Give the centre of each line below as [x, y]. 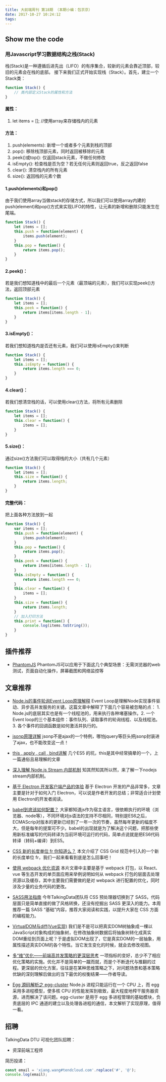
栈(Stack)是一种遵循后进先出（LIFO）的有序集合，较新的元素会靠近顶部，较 [83, 66]
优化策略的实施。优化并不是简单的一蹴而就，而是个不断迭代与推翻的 [82, 961]
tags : [11, 19]
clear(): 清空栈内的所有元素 [40, 170]
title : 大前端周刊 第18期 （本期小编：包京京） [49, 10]
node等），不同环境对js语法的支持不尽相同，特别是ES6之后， [87, 816]
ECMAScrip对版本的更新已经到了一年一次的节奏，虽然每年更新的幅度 [83, 822]
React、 [152, 868]
